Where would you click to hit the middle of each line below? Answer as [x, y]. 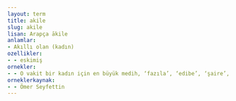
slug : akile [25, 27]
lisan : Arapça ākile [38, 34]
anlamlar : [22, 41]
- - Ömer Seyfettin [36, 87]
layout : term [27, 14]
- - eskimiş [25, 60]
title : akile [27, 21]
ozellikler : [25, 54]
